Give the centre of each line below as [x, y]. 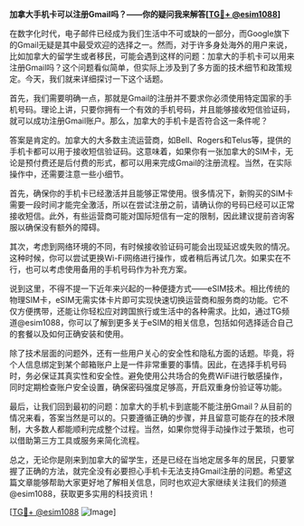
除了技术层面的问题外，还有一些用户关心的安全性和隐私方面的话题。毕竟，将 [152, 353]
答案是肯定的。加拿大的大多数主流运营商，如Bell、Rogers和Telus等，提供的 [150, 140]
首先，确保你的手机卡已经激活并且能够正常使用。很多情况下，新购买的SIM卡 [152, 193]
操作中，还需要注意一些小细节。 [69, 174]
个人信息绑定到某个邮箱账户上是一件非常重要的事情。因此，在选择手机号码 [148, 365]
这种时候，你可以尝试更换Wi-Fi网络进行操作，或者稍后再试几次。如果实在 [146, 258]
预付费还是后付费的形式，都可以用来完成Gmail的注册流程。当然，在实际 [158, 163]
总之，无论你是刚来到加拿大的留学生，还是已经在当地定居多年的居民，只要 [148, 460]
